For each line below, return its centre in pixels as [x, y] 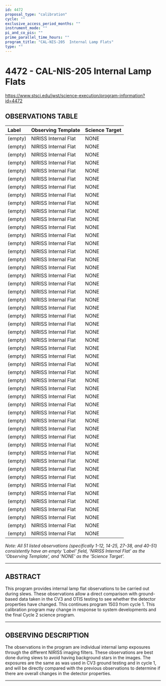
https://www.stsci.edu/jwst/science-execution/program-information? [75, 95]
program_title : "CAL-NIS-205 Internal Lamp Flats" [59, 42]
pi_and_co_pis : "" [24, 33]
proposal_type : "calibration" [36, 14]
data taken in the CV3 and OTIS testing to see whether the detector [87, 599]
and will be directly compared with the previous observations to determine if [83, 668]
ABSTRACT [23, 577]
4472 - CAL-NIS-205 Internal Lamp [78, 71]
